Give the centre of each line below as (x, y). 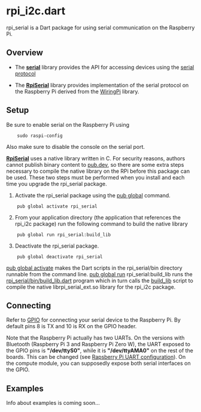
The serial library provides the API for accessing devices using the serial (104, 67)
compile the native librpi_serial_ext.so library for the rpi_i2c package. (91, 287)
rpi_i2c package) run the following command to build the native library (101, 224)
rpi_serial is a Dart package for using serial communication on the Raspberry (100, 28)
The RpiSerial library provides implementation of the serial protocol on (102, 85)
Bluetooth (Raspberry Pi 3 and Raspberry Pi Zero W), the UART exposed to (98, 344)
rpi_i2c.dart (36, 11)
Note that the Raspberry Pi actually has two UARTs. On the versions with (95, 338)
